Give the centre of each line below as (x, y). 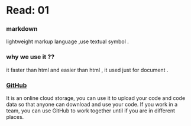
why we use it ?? (30, 57)
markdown (22, 29)
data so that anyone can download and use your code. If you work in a (92, 105)
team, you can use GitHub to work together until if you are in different (91, 111)
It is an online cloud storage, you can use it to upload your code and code (96, 98)
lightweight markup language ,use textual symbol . (67, 41)
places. (15, 117)
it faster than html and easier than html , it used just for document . (87, 70)
